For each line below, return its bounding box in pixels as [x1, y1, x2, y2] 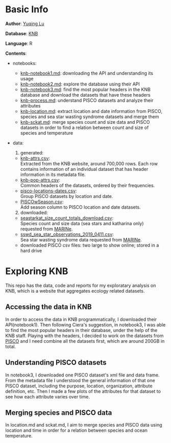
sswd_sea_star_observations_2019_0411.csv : [20, 231, 114, 237]
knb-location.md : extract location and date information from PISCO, [20, 108, 162, 114]
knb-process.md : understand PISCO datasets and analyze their [20, 97, 154, 103]
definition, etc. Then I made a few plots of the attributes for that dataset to [5, 388, 161, 394]
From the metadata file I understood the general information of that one [5, 377, 155, 383]
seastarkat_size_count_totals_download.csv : [20, 215, 114, 221]
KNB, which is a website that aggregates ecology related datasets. [5, 287, 145, 294]
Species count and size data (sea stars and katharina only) [20, 220, 144, 226]
